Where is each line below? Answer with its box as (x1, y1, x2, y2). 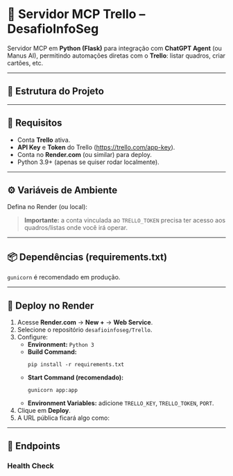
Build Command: (27, 347, 78, 356)
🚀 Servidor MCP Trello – (7, 6, 146, 22)
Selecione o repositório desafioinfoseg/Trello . (17, 326, 153, 334)
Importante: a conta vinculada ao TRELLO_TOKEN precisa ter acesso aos (24, 216, 226, 224)
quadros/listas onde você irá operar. (24, 224, 128, 232)
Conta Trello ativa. (17, 136, 71, 144)
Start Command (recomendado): (27, 373, 124, 381)
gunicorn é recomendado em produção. (7, 273, 121, 281)
